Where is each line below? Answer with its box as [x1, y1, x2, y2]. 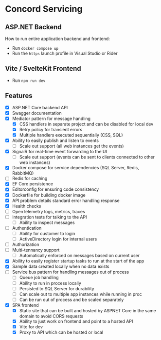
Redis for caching [12, 176, 48, 181]
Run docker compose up [12, 45, 58, 51]
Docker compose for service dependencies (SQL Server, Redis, [12, 165, 140, 171]
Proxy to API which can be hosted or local [19, 329, 104, 335]
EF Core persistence [12, 181, 54, 187]
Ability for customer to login [19, 230, 75, 236]
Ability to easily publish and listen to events [12, 138, 99, 143]
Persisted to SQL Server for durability [19, 285, 94, 291]
